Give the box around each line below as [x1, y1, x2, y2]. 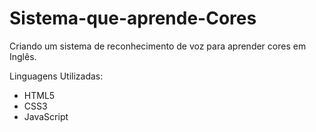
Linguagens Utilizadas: [9, 70, 104, 82]
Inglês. [9, 50, 37, 62]
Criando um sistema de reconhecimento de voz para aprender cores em [9, 40, 307, 52]
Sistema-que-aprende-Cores [9, 7, 257, 30]
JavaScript [23, 110, 69, 122]
